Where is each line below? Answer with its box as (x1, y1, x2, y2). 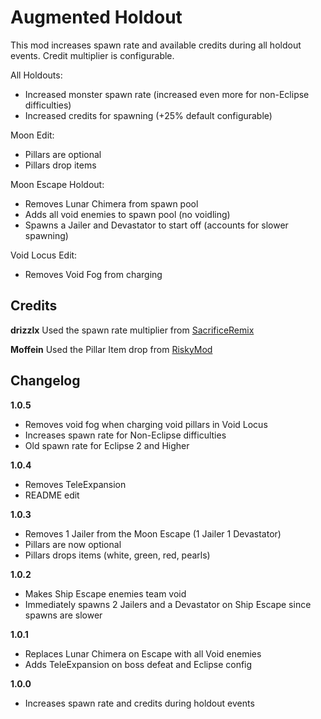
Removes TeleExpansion (24, 478, 127, 490)
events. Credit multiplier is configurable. (10, 49, 175, 61)
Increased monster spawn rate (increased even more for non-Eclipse (24, 88, 310, 100)
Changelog (10, 372, 81, 390)
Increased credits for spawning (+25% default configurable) (24, 109, 273, 121)
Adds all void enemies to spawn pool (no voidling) (24, 208, 231, 220)
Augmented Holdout (10, 6, 183, 29)
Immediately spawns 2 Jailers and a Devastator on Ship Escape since (24, 598, 312, 610)
